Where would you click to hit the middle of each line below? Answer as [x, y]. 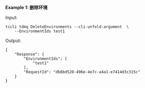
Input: [11, 17]
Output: [13, 40]
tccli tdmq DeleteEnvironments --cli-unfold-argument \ [67, 27]
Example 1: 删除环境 [26, 7]
